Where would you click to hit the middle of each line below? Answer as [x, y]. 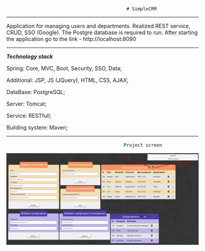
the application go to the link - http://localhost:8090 [71, 39]
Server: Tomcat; [27, 104]
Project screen [143, 145]
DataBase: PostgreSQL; [36, 92]
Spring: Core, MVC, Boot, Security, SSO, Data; [64, 68]
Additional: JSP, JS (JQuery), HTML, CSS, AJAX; [67, 80]
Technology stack [30, 56]
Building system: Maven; [37, 127]
